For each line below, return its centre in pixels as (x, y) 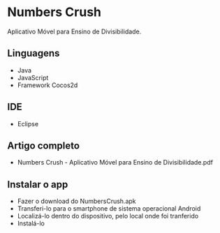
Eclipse (28, 123)
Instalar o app (38, 185)
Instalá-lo (31, 223)
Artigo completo (44, 145)
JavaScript (33, 77)
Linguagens (34, 53)
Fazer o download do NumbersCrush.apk (76, 201)
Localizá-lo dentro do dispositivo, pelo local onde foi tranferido (108, 216)
